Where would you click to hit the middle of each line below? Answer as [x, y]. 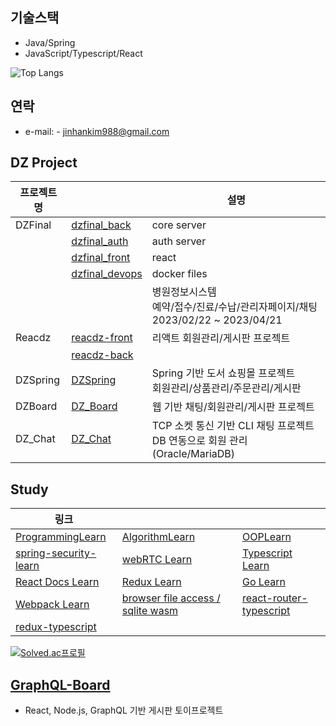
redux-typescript [56, 627]
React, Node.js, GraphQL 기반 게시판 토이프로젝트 [124, 710]
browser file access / [171, 598]
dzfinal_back [101, 225]
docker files [179, 274]
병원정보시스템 [184, 292]
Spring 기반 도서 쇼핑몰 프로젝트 [223, 373]
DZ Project [44, 163]
